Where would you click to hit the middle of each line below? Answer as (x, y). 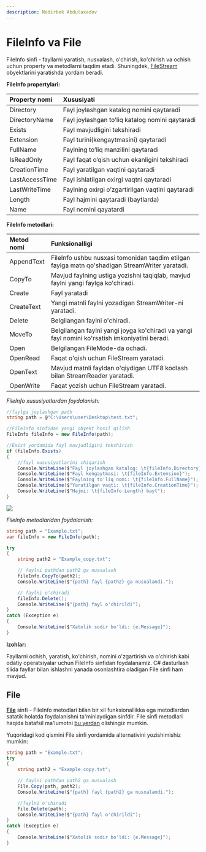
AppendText (27, 261)
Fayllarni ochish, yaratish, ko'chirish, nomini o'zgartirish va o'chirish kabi (98, 656)
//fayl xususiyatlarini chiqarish (61, 462)
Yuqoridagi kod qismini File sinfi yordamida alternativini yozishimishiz (94, 735)
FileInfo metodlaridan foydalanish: (50, 520)
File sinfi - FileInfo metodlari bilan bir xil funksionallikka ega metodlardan (98, 710)
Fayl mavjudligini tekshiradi (102, 129)
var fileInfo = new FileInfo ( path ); (53, 537)
